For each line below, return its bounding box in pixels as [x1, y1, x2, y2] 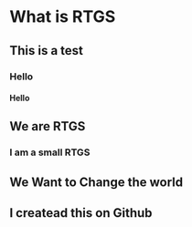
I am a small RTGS [9, 146, 91, 159]
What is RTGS [9, 6, 116, 27]
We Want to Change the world [9, 174, 184, 190]
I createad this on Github [9, 205, 153, 221]
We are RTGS [9, 119, 86, 134]
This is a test [9, 43, 84, 58]
